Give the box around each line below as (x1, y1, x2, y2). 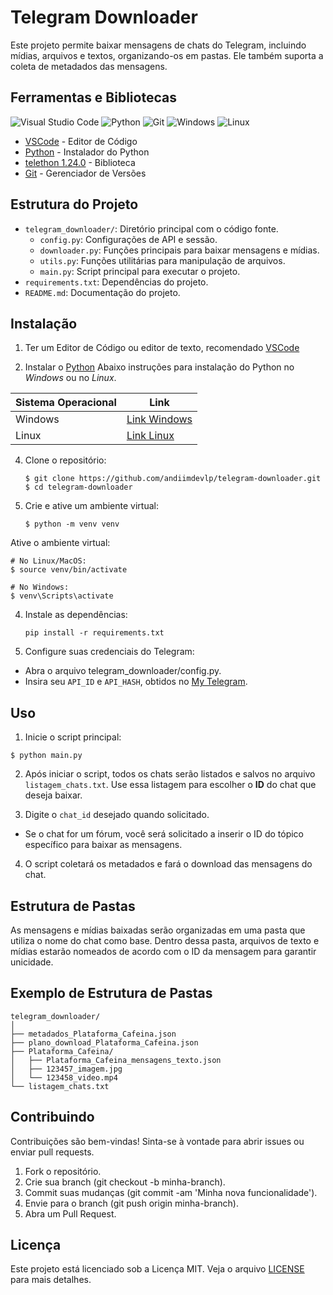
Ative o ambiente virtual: (10, 537, 111, 549)
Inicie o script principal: (24, 731, 122, 743)
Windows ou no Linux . (24, 372, 117, 384)
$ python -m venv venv (24, 519, 120, 530)
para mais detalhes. (10, 1274, 92, 1286)
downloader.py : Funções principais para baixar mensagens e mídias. (39, 244, 320, 256)
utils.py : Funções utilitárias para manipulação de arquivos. (39, 254, 286, 266)
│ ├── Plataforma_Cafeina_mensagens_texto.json (10, 1055, 222, 1065)
